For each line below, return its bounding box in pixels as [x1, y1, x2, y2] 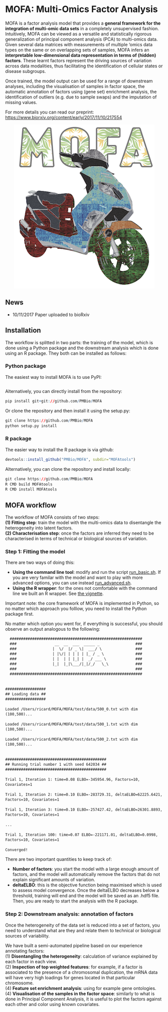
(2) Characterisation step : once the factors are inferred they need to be [5, 530, 154, 536]
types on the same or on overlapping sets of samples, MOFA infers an [5, 47, 149, 53]
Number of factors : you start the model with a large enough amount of [12, 866, 159, 872]
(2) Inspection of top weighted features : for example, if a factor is [5, 964, 143, 970]
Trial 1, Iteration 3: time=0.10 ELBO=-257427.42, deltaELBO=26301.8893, [5, 807, 163, 813]
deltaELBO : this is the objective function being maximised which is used [12, 882, 162, 888]
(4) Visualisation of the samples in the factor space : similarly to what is [5, 990, 155, 996]
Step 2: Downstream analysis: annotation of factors [5, 910, 134, 918]
